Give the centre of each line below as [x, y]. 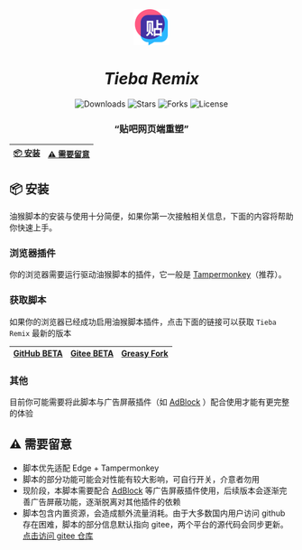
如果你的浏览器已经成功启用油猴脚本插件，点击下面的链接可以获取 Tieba [143, 322]
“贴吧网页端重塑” [151, 128]
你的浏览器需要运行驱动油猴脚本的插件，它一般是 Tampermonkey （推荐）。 [148, 275]
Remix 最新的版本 [41, 332]
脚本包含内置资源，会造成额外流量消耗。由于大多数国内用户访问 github [154, 513]
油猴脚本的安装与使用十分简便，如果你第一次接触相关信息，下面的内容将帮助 [151, 217]
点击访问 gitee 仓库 [58, 536]
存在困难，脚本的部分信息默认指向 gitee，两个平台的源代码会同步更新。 [155, 524]
